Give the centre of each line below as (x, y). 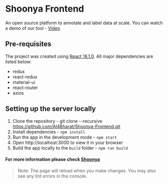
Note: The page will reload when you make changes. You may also (87, 170)
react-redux (25, 77)
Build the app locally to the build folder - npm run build (70, 148)
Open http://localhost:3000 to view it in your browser (68, 143)
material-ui (24, 82)
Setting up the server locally (50, 109)
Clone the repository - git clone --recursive (57, 121)
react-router (25, 87)
